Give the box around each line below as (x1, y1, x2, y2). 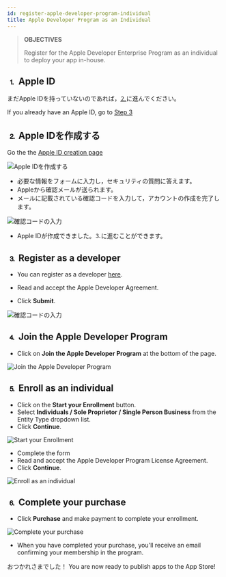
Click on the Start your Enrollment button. (16, 400, 137, 409)
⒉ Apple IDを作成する (7, 129, 100, 141)
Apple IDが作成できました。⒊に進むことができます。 (16, 232, 167, 240)
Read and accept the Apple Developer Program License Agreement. (16, 456, 208, 464)
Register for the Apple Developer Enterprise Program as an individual (23, 49, 218, 57)
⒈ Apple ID (7, 75, 56, 87)
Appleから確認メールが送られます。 (16, 185, 117, 194)
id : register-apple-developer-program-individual (7, 10, 152, 17)
